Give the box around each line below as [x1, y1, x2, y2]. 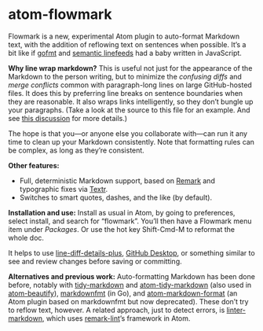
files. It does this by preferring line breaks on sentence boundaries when [8, 88, 243, 97]
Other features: [8, 160, 60, 170]
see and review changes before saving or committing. [8, 256, 182, 266]
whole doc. [8, 233, 45, 242]
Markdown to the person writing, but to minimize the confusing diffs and [8, 72, 242, 81]
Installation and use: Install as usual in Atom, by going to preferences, [8, 208, 236, 217]
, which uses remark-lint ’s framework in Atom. [42, 313, 191, 323]
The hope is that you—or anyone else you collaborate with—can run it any [8, 128, 248, 138]
